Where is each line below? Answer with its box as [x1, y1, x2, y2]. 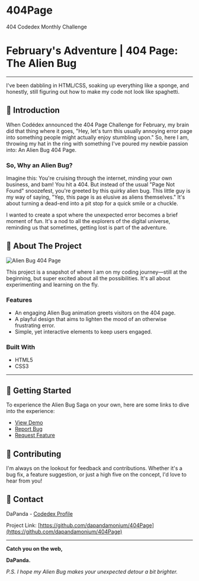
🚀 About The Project [6, 241, 82, 251]
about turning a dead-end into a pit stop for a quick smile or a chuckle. [6, 199, 179, 207]
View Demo [14, 419, 43, 426]
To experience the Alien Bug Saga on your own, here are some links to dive [6, 401, 190, 408]
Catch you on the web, [6, 545, 63, 552]
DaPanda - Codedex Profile [6, 510, 73, 517]
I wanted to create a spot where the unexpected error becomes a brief [6, 211, 178, 218]
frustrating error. [14, 322, 55, 329]
